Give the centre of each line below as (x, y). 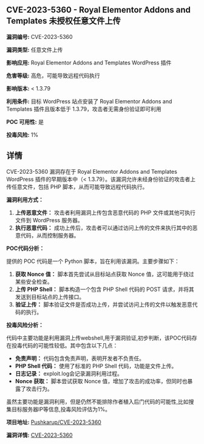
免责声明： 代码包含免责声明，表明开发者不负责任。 (80, 358)
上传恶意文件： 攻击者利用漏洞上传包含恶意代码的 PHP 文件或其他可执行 (105, 213)
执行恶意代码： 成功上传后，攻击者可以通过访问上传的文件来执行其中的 (104, 228)
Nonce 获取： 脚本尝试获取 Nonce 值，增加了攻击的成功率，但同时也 (101, 381)
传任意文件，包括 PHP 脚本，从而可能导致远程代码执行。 (77, 186)
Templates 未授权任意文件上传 (63, 21)
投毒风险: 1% (22, 135)
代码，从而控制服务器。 (50, 235)
